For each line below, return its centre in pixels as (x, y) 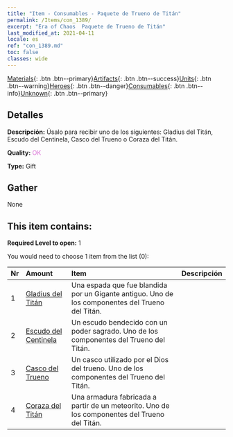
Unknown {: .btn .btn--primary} (64, 93)
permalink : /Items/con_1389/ (49, 20)
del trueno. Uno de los (107, 368)
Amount (39, 273)
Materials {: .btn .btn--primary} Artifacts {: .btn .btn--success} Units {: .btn (109, 78)
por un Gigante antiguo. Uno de (123, 294)
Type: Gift (21, 166)
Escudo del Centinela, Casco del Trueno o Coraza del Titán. (93, 139)
